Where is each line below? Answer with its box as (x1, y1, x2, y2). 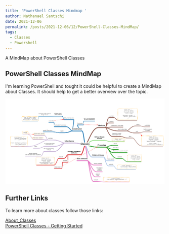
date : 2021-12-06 (5, 19, 42, 24)
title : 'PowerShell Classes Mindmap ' (5, 8, 87, 13)
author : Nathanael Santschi (5, 13, 65, 19)
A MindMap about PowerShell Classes (5, 55, 85, 61)
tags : (5, 29, 17, 35)
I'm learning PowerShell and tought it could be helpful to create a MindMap (5, 83, 162, 89)
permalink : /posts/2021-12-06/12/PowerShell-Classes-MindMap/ (5, 24, 139, 29)
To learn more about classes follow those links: (5, 207, 103, 213)
